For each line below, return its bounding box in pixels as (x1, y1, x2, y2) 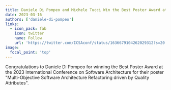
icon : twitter (14, 31, 44, 36)
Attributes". (5, 79, 29, 86)
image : (5, 45, 19, 50)
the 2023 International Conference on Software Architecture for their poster (5, 69, 164, 75)
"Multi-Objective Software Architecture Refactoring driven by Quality (5, 74, 150, 80)
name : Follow (14, 36, 42, 41)
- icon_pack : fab (10, 26, 47, 31)
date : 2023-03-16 (5, 12, 42, 17)
